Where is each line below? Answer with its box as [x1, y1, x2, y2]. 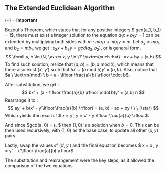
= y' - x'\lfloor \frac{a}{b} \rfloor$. [5, 148, 75, 154]
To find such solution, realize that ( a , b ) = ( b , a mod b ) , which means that [5, 61, 154, 67]
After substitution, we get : [5, 82, 59, 88]
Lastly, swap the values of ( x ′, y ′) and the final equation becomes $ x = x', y [5, 142, 159, 148]
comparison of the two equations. [5, 163, 74, 169]
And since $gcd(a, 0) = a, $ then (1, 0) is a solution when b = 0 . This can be [5, 122, 160, 128]
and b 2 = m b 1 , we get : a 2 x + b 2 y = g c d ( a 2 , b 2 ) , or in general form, [5, 45, 141, 52]
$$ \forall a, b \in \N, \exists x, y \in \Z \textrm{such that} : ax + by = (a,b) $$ [5, 54, 161, 60]
